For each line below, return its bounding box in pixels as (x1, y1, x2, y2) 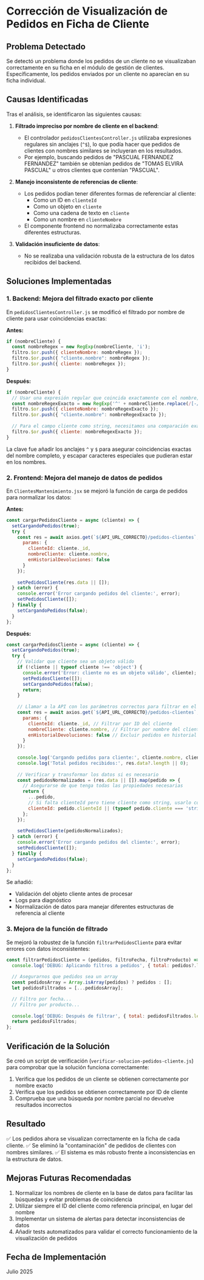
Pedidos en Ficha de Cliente (6, 17, 150, 31)
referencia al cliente (15, 909, 65, 917)
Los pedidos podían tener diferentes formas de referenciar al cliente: (24, 190, 196, 197)
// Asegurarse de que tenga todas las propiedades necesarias (22, 782, 183, 789)
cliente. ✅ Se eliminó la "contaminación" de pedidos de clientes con (6, 1141, 176, 1149)
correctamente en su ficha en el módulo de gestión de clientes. (6, 64, 165, 71)
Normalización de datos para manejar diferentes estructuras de (15, 903, 174, 911)
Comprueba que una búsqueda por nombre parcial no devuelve (15, 1095, 174, 1102)
